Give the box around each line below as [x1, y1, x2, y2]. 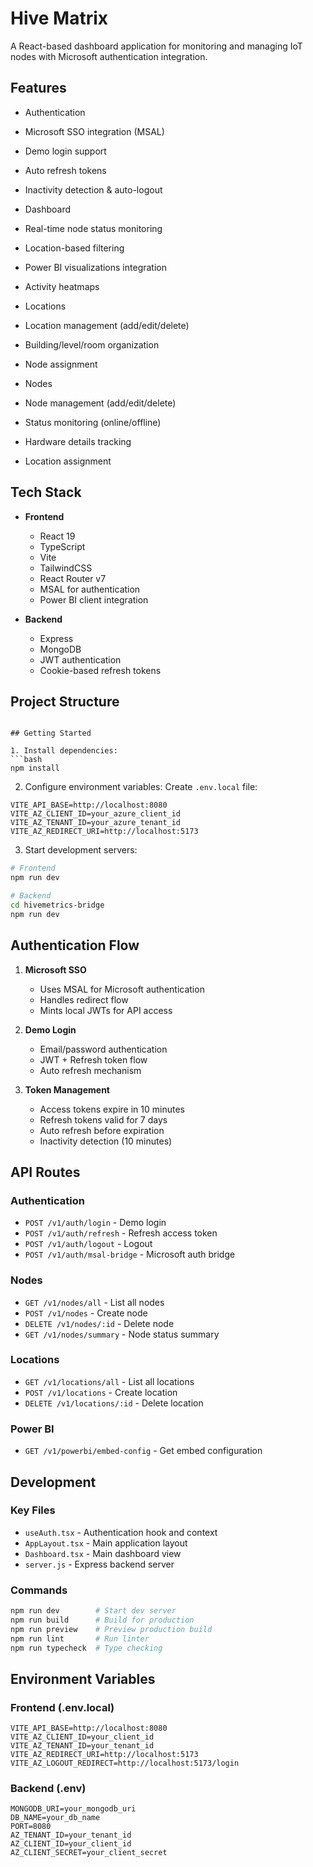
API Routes [10, 1163, 81, 1181]
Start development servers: [24, 844, 138, 856]
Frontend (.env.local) [10, 1700, 115, 1714]
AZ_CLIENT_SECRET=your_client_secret [10, 1848, 168, 1858]
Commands [10, 1583, 68, 1597]
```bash [10, 755, 43, 765]
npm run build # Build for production [10, 1615, 195, 1625]
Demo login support [24, 145, 107, 157]
